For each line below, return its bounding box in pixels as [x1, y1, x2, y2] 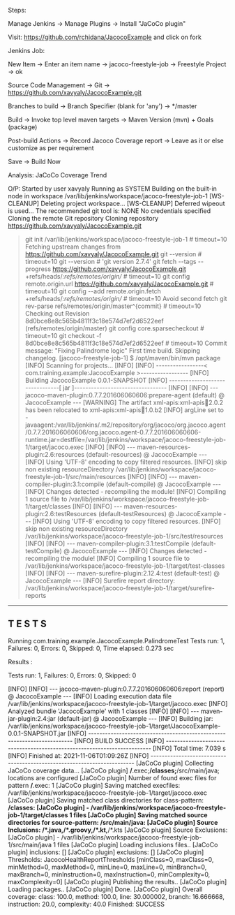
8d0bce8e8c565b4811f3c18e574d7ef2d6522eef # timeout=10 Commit [24, 339, 227, 347]
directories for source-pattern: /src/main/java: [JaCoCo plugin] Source [8, 818, 218, 826]
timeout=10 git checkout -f [24, 332, 102, 339]
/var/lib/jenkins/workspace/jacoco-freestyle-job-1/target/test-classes [24, 562, 225, 570]
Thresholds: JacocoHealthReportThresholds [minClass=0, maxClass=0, [8, 855, 214, 863]
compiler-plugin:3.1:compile [24, 480, 105, 488]
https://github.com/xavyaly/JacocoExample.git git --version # [24, 250, 202, 258]
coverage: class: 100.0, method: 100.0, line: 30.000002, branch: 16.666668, [8, 892, 225, 900]
